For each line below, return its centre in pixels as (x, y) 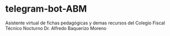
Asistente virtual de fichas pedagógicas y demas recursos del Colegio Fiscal (85, 23)
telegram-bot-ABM (46, 9)
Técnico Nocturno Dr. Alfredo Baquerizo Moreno (56, 28)
